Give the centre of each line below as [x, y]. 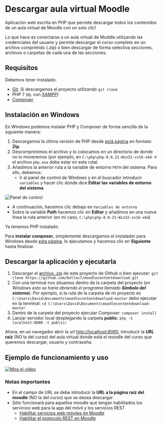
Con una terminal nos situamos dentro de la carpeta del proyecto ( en [81, 283]
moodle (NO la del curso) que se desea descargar [62, 398]
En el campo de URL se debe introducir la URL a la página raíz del [78, 392]
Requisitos [21, 68]
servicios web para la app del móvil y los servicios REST [68, 408]
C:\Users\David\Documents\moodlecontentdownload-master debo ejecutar [84, 298]
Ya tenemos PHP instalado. [32, 226]
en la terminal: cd [29, 304]
